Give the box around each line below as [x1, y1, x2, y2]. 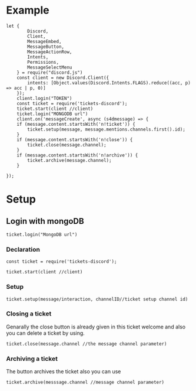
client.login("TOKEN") [16, 95, 72, 101]
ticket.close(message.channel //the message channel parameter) [6, 341, 167, 347]
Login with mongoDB [6, 216, 84, 226]
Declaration [6, 245, 40, 253]
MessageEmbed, [27, 38, 62, 44]
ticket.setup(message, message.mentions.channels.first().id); [27, 126, 185, 132]
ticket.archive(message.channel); [27, 157, 112, 163]
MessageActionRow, [27, 48, 72, 55]
